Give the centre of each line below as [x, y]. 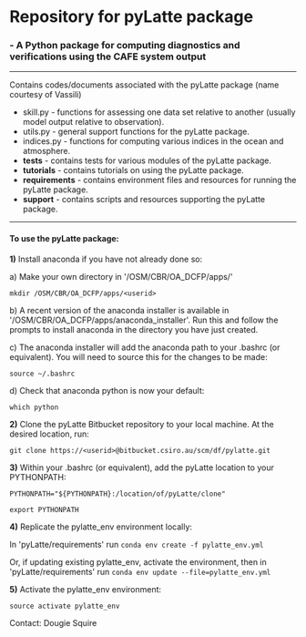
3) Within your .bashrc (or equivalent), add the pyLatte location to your [142, 467]
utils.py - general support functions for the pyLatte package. [136, 132]
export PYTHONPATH [44, 509]
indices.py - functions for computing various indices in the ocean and [153, 141]
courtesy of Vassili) [46, 95]
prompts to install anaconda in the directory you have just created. [134, 329]
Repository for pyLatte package [131, 17]
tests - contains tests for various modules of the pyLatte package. [147, 160]
